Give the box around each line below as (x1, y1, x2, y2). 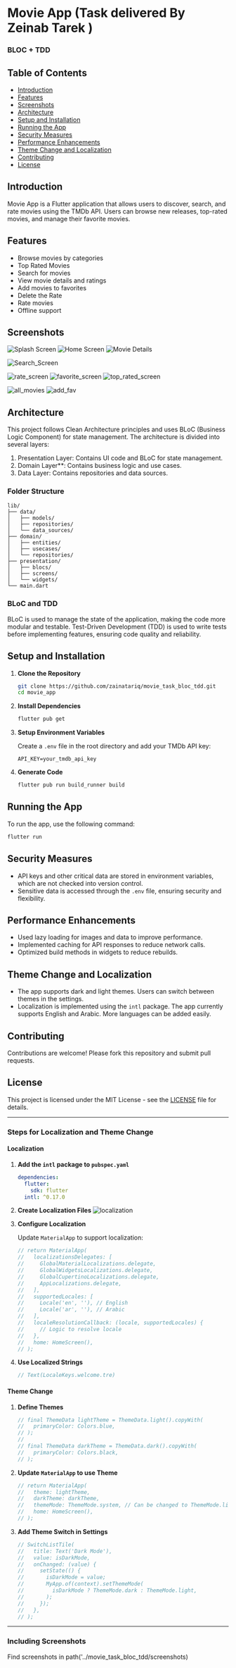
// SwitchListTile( (17, 1541, 75, 1548)
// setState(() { (17, 1567, 81, 1574)
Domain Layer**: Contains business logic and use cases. (17, 462, 182, 470)
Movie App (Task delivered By (7, 5, 185, 21)
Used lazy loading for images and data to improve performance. (17, 933, 203, 941)
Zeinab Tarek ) (7, 20, 93, 36)
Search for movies (17, 268, 71, 277)
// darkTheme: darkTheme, (17, 1495, 100, 1502)
